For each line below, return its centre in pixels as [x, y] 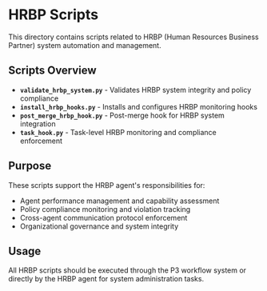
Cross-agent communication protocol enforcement [104, 217]
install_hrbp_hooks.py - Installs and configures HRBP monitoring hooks [139, 106]
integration [38, 124]
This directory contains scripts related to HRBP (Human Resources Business [133, 37]
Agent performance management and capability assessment [120, 201]
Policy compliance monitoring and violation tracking [105, 209]
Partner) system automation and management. [85, 45]
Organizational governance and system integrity [99, 226]
